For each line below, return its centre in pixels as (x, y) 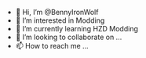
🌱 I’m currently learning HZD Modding (77, 29)
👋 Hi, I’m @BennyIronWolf (57, 12)
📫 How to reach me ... (52, 46)
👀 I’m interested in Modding (60, 20)
